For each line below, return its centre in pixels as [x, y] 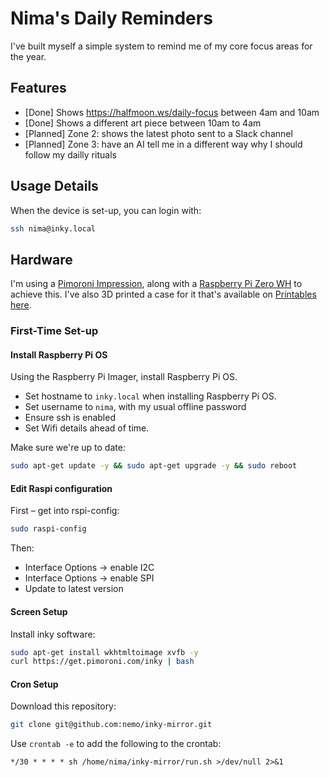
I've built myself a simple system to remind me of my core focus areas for [161, 46]
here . [21, 305]
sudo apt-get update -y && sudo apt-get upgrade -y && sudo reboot [154, 466]
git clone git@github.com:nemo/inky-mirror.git [111, 725]
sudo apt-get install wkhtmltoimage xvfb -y [104, 652]
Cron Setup [34, 684]
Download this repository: [63, 706]
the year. [28, 56]
